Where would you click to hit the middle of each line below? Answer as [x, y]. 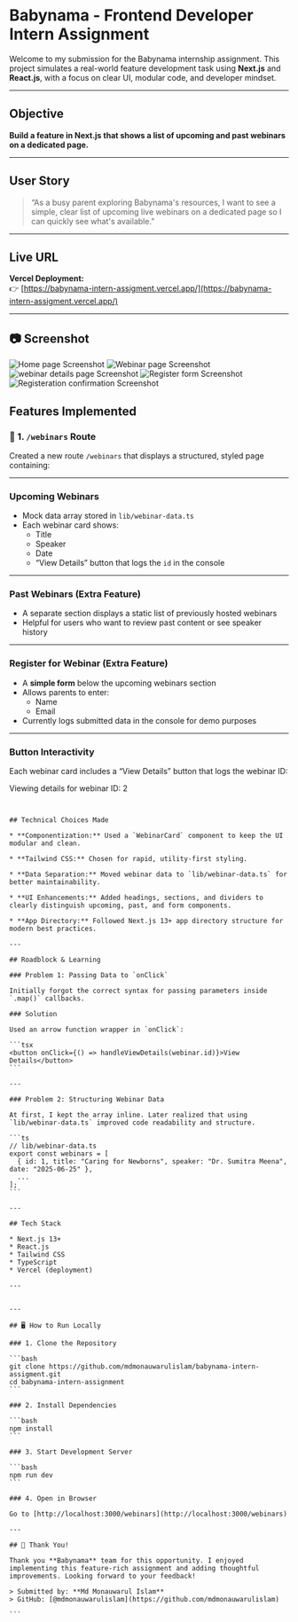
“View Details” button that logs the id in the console [130, 563]
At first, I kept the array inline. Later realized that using [129, 1115]
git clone [27, 1367]
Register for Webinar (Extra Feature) [89, 663]
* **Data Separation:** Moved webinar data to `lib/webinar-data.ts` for [149, 874]
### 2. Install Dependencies [63, 1406]
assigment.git [35, 1375]
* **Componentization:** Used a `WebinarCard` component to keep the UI [146, 836]
